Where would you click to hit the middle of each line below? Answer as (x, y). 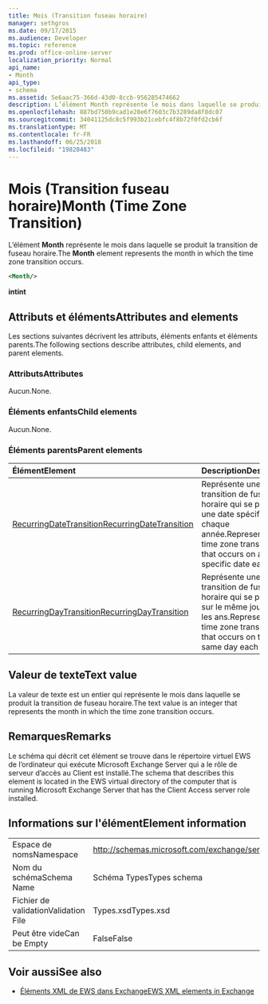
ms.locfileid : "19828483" (51, 149)
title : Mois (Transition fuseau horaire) (78, 16)
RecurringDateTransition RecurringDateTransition (103, 524)
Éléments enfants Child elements (73, 412)
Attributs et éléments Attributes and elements (123, 317)
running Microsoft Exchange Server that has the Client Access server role (129, 790)
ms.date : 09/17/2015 (43, 30)
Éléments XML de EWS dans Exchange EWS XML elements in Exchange (137, 991)
